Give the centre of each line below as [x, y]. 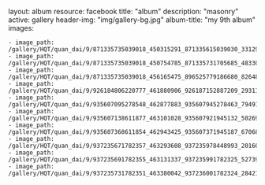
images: [21, 28]
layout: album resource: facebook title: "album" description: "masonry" [123, 11]
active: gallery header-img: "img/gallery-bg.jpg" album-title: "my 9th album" [132, 20]
